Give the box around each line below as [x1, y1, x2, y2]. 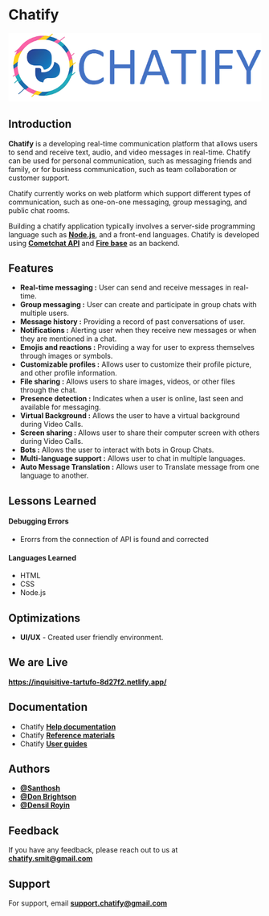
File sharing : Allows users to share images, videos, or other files [19, 376, 235, 387]
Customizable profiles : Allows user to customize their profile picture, [19, 359, 252, 369]
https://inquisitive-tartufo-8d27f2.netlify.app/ [8, 677, 167, 687]
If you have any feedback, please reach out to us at [8, 845, 178, 855]
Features [8, 261, 54, 275]
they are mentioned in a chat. [19, 334, 117, 343]
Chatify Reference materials [19, 730, 115, 740]
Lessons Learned [8, 494, 96, 507]
